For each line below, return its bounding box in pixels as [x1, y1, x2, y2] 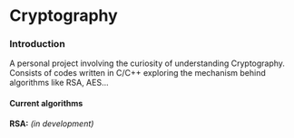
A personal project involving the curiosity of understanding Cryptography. [9, 58, 286, 69]
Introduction [9, 38, 65, 51]
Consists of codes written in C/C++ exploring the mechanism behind [9, 68, 266, 78]
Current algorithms [9, 98, 83, 109]
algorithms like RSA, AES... [9, 78, 109, 88]
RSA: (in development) [9, 118, 94, 129]
